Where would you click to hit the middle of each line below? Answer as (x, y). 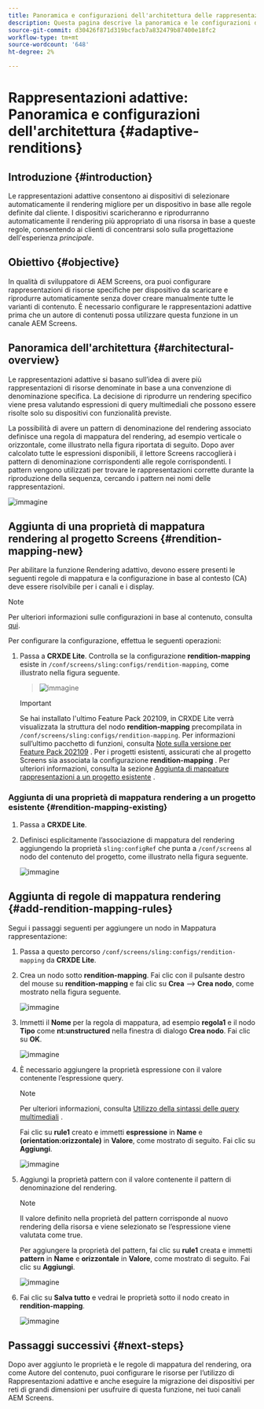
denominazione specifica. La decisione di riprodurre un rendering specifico (130, 396)
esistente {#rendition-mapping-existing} (88, 808)
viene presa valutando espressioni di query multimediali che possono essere (132, 404)
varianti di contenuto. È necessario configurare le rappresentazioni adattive (130, 306)
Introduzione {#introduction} (81, 177)
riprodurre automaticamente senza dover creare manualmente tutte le (121, 298)
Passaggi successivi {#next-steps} (96, 1346)
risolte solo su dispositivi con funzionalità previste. (90, 412)
